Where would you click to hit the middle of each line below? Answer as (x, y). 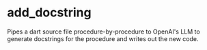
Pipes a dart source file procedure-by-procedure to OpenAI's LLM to (104, 32)
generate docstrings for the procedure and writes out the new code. (103, 38)
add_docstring (49, 13)
